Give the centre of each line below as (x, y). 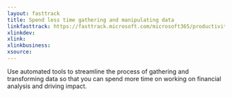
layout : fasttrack (33, 13)
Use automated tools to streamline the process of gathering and (98, 71)
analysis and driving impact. (47, 86)
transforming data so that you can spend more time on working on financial (114, 78)
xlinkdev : (21, 33)
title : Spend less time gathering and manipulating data (91, 20)
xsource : (20, 52)
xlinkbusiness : (29, 45)
